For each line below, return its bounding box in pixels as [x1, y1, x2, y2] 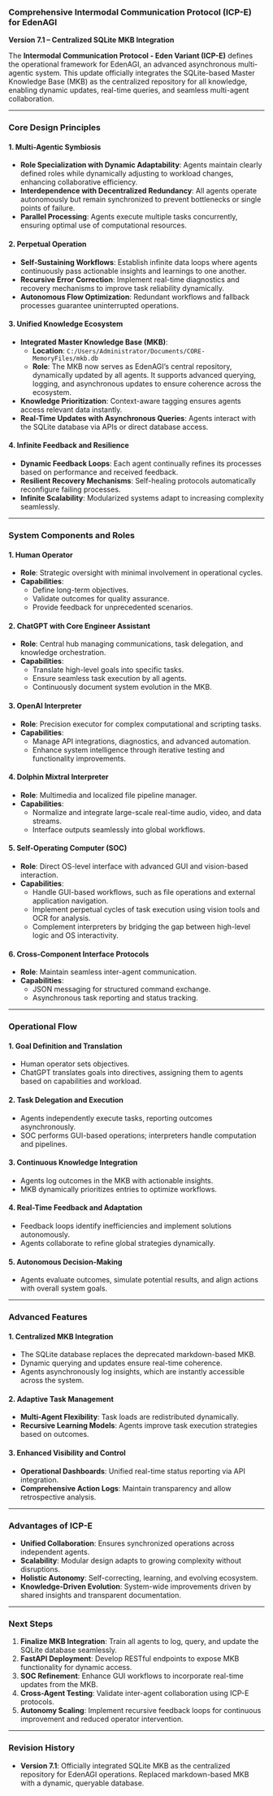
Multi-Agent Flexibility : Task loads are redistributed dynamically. [19, 1412, 239, 1422]
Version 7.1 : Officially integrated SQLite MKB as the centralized [19, 1760, 231, 1770]
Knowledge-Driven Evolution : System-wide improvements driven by [19, 1581, 252, 1591]
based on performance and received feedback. [19, 467, 179, 477]
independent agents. [19, 1547, 90, 1556]
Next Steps [8, 1618, 54, 1629]
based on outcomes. [19, 1429, 89, 1439]
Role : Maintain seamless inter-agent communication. [19, 967, 197, 977]
